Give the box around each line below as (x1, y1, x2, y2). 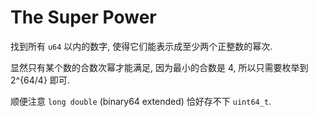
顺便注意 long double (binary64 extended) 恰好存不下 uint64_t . (10, 95, 272, 107)
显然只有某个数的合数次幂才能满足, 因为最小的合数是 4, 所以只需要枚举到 (10, 61, 309, 73)
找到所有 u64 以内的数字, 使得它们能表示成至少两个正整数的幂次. (10, 40, 273, 52)
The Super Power (10, 6, 157, 29)
